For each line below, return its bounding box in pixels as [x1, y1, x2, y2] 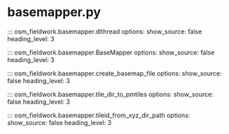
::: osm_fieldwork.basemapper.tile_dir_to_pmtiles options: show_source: [7, 90, 214, 98]
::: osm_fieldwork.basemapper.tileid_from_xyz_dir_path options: [7, 111, 190, 119]
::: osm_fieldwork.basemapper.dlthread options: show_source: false [7, 27, 202, 36]
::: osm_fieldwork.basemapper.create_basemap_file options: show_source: [7, 69, 222, 77]
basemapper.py [7, 4, 102, 20]
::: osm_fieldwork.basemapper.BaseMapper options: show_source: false [7, 48, 215, 57]
